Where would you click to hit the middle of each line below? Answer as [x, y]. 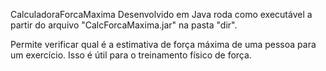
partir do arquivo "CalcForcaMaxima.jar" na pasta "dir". [124, 25]
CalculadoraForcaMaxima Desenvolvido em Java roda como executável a [161, 14]
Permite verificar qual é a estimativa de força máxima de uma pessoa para [163, 44]
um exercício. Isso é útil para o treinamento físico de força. [131, 55]
